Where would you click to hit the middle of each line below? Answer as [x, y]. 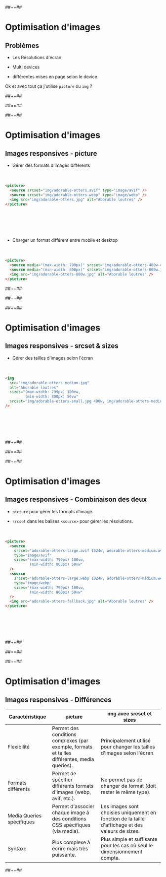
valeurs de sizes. [120, 831]
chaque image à [71, 812]
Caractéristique [27, 717]
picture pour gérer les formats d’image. [53, 511]
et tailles [62, 753]
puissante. [64, 855]
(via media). [66, 831]
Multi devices [26, 67]
